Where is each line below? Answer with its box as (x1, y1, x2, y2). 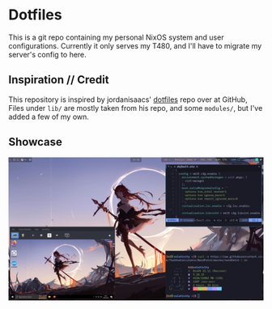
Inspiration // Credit (8, 73, 109, 87)
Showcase (8, 135, 63, 149)
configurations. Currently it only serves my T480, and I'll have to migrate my (8, 40, 262, 50)
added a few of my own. (8, 112, 89, 121)
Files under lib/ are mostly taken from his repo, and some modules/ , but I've (8, 103, 263, 112)
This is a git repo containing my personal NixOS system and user (8, 32, 224, 42)
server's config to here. (8, 49, 87, 59)
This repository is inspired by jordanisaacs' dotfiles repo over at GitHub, (8, 95, 249, 104)
